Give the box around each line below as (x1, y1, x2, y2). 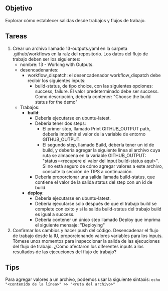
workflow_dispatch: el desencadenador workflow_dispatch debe (27, 72, 161, 78)
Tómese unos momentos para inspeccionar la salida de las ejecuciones (12, 238, 160, 244)
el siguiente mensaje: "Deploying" (35, 222, 105, 228)
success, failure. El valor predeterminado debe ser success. (35, 88, 159, 94)
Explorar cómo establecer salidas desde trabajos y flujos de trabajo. (5, 17, 146, 23)
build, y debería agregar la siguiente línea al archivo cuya (42, 147, 160, 153)
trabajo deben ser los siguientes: (12, 56, 80, 62)
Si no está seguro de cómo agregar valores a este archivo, (42, 163, 163, 169)
